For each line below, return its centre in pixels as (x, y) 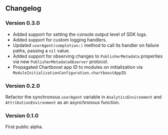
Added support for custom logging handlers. (60, 40)
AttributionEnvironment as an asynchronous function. (63, 102)
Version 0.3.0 (23, 23)
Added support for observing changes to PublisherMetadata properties (88, 56)
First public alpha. (24, 127)
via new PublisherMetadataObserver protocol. (61, 62)
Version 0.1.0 (22, 115)
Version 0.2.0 (23, 86)
